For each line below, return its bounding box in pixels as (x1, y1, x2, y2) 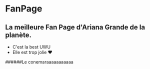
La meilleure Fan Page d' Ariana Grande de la (5, 23, 145, 31)
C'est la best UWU (12, 44, 51, 50)
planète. (5, 30, 31, 39)
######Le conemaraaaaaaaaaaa (5, 59, 73, 65)
